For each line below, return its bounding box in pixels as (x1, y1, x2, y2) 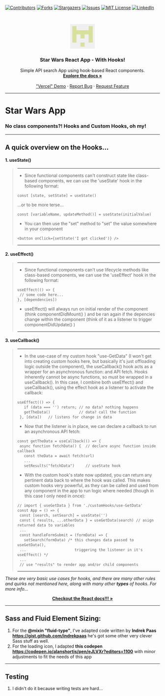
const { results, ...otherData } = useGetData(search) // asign (19, 518, 154, 522)
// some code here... (19, 292, 64, 297)
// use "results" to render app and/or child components (19, 562, 138, 567)
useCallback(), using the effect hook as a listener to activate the (24, 384, 154, 390)
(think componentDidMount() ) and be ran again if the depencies (24, 311, 155, 317)
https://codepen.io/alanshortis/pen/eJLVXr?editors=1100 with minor (12, 648, 156, 654)
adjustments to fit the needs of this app (12, 654, 92, 660)
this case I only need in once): (24, 493, 85, 499)
